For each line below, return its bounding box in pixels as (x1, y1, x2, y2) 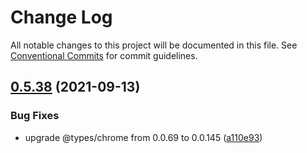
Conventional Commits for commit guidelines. (10, 49, 198, 61)
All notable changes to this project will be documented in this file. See (10, 39, 298, 51)
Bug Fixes (10, 109, 60, 123)
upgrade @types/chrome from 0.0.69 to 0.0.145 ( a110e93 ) (24, 131, 263, 143)
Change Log (10, 6, 113, 29)
